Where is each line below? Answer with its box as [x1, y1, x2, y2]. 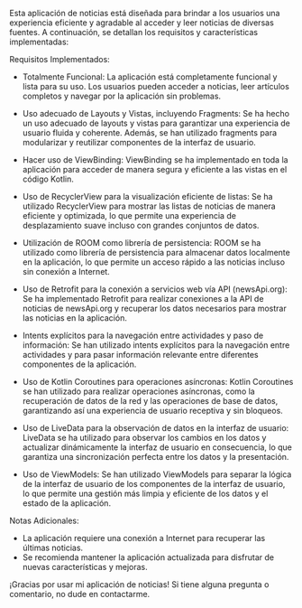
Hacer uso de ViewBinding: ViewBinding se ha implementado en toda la [22, 154, 288, 165]
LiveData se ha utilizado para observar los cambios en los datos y [22, 433, 267, 443]
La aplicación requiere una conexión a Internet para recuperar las [22, 533, 266, 543]
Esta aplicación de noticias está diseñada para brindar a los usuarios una [9, 8, 280, 18]
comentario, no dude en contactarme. [9, 589, 151, 599]
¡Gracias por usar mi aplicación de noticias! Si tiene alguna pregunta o [9, 579, 270, 590]
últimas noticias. [22, 542, 84, 553]
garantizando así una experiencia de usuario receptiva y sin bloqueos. [22, 406, 284, 416]
